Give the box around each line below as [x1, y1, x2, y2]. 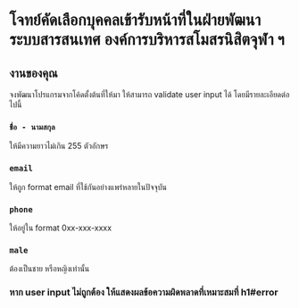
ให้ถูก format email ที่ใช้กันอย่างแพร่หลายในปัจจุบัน [9, 181, 167, 192]
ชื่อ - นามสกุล [9, 121, 55, 132]
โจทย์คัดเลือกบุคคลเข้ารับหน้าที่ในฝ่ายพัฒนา [9, 10, 262, 30]
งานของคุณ [9, 65, 58, 80]
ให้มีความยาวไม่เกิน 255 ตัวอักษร [9, 140, 109, 152]
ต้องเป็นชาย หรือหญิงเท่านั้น [9, 263, 90, 274]
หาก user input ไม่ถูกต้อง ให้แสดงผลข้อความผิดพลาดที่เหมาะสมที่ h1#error [9, 287, 278, 299]
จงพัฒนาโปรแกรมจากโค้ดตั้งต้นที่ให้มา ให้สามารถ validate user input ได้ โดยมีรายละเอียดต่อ [9, 89, 290, 99]
